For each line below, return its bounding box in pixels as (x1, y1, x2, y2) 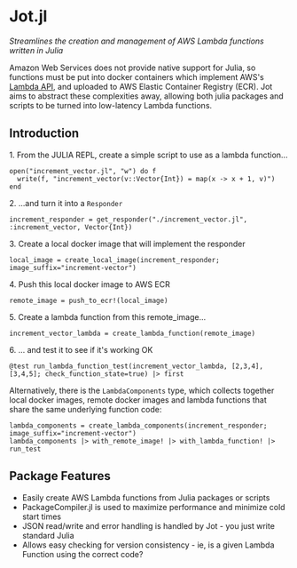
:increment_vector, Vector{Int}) (9, 222, 133, 232)
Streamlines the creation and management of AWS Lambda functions (9, 36, 264, 46)
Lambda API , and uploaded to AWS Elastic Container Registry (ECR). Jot (9, 81, 273, 92)
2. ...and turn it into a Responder (9, 197, 123, 208)
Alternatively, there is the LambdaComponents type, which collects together (9, 385, 275, 396)
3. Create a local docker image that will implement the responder (9, 238, 246, 249)
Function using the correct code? (21, 548, 144, 559)
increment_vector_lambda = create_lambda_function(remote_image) (9, 329, 255, 338)
